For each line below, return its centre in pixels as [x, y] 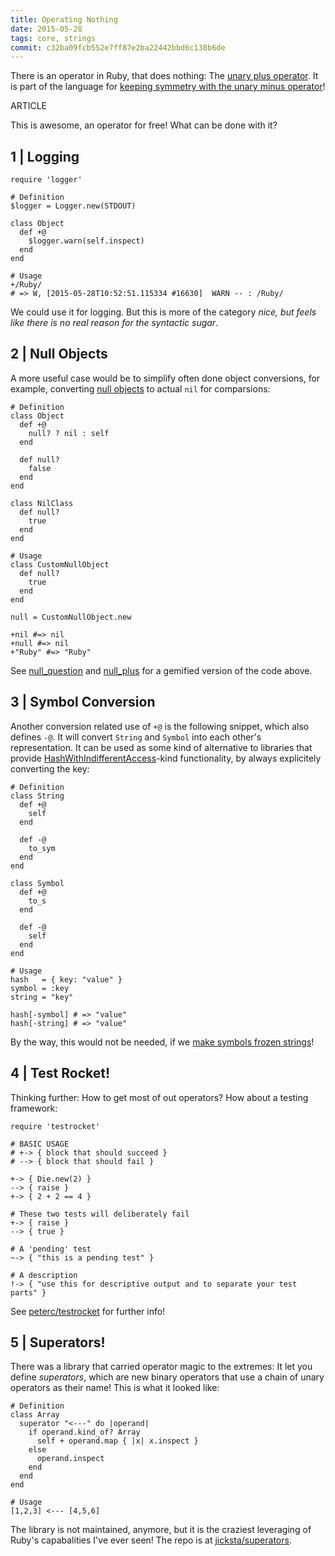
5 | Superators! [58, 1342]
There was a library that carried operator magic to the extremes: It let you [161, 1367]
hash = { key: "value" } [66, 979]
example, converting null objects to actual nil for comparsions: [140, 388]
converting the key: [50, 768]
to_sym [42, 848]
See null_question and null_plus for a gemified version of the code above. [161, 670]
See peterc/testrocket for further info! [88, 1311]
